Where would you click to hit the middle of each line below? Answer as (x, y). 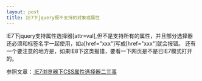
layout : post (23, 12)
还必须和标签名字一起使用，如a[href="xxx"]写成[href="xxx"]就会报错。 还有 (101, 43)
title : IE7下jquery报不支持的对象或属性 (53, 18)
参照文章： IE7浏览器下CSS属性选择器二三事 (62, 71)
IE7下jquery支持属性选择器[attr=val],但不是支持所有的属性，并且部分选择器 (100, 36)
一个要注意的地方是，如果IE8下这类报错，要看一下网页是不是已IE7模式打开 (99, 51)
